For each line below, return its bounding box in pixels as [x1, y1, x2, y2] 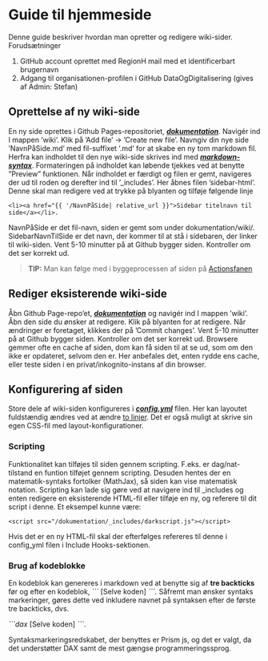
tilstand [8, 468, 34, 477]
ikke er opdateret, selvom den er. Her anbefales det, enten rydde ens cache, [8, 351, 260, 360]
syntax [8, 160, 32, 170]
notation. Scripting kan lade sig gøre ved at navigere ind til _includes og [8, 485, 244, 494]
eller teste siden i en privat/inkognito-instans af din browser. [8, 359, 206, 369]
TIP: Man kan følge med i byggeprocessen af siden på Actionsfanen [27, 263, 253, 274]
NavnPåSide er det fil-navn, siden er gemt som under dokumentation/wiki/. [8, 222, 255, 232]
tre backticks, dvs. [8, 603, 70, 613]
